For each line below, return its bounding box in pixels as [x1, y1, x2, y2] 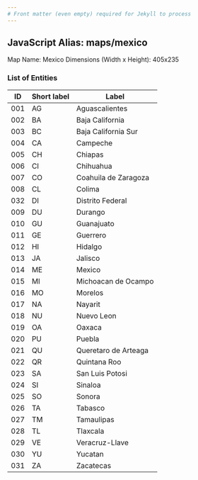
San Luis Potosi [76, 368, 127, 378]
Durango [76, 207, 105, 217]
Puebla [76, 334, 100, 344]
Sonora [76, 391, 100, 401]
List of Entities [7, 73, 58, 83]
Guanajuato [76, 218, 115, 228]
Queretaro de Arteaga [76, 345, 149, 355]
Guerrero [76, 230, 107, 240]
